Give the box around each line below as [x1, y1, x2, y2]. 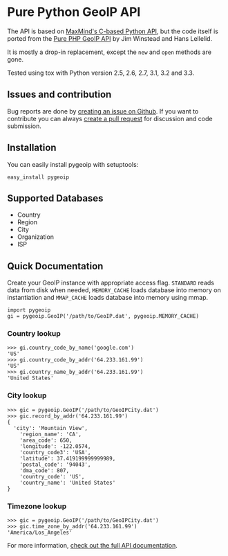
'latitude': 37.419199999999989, [19, 455, 116, 462]
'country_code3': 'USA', [19, 449, 91, 456]
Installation [7, 142, 57, 154]
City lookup [7, 391, 47, 400]
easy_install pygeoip [7, 174, 70, 181]
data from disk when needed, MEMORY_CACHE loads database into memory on [7, 286, 221, 294]
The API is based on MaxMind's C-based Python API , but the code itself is [7, 27, 219, 35]
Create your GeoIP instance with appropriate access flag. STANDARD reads [7, 278, 214, 287]
